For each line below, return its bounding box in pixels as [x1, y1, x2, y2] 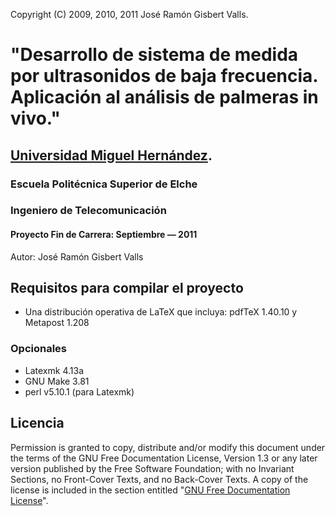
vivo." [10, 107, 61, 130]
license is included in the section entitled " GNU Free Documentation [10, 484, 291, 496]
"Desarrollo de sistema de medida [10, 44, 299, 66]
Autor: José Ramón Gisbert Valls [10, 250, 144, 263]
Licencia [10, 415, 65, 432]
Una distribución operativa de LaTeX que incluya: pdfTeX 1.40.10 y [24, 306, 298, 318]
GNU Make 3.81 [24, 375, 90, 387]
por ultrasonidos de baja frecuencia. [10, 65, 318, 88]
